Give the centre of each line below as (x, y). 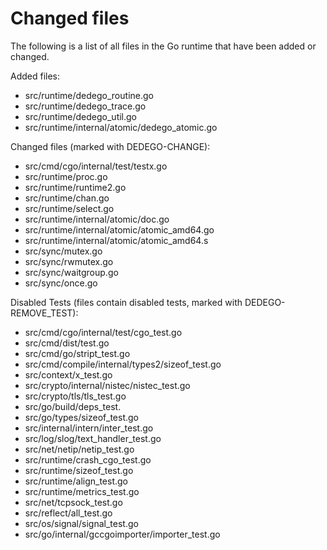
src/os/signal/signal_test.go (81, 523)
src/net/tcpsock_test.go (73, 502)
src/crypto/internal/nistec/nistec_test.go (107, 385)
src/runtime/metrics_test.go (82, 491)
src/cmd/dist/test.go (67, 343)
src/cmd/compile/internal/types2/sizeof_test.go (123, 364)
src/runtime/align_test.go (76, 481)
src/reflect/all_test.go (68, 513)
